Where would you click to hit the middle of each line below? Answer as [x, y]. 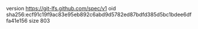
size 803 [39, 21]
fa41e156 [17, 21]
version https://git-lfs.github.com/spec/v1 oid [61, 8]
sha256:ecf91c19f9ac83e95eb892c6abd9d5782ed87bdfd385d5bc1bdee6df [99, 14]
